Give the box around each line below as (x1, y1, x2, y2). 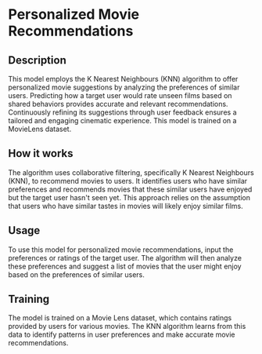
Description (8, 53, 66, 67)
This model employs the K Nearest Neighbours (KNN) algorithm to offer (8, 75, 239, 83)
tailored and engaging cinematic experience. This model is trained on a (8, 116, 237, 125)
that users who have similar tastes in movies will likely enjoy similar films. (8, 201, 244, 210)
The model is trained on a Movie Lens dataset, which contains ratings (8, 313, 232, 323)
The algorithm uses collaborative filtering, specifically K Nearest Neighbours (8, 167, 254, 177)
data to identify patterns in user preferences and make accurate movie (8, 330, 236, 339)
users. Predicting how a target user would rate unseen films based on (8, 91, 232, 100)
